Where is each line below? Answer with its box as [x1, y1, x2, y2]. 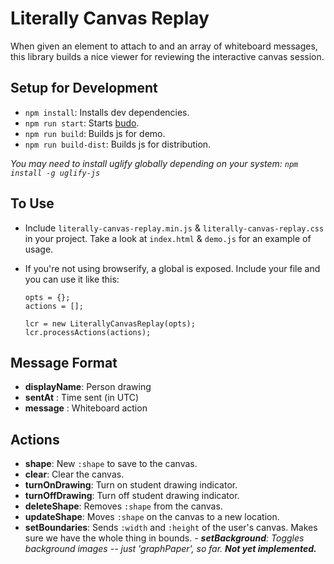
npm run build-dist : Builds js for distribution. [24, 138, 212, 150]
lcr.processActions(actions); [24, 327, 152, 337]
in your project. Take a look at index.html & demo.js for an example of [24, 232, 312, 244]
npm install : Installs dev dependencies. [24, 106, 190, 118]
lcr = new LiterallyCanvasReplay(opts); [24, 318, 196, 329]
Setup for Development [10, 80, 158, 97]
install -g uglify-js [10, 168, 101, 178]
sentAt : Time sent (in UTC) [24, 392, 140, 404]
